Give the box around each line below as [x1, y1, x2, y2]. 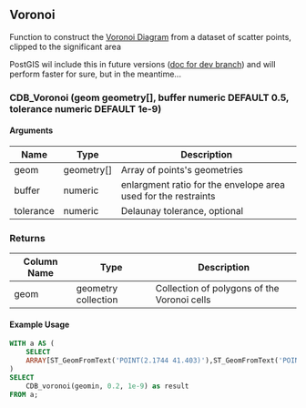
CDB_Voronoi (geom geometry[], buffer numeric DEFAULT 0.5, [9, 91, 290, 104]
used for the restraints [120, 189, 216, 202]
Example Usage [9, 319, 70, 330]
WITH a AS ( [9, 339, 55, 349]
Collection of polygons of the [155, 282, 280, 295]
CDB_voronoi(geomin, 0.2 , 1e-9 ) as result [25, 382, 189, 391]
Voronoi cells [155, 293, 211, 306]
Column [23, 255, 58, 268]
